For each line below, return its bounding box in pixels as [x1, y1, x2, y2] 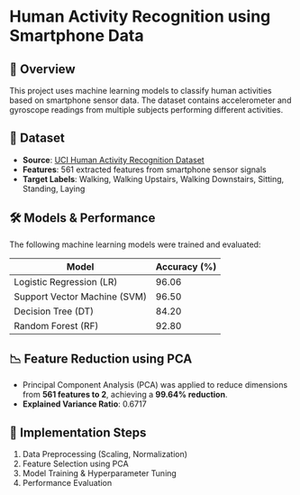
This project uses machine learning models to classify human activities [9, 86, 272, 96]
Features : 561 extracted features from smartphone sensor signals [22, 164, 268, 175]
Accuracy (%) [155, 260, 217, 272]
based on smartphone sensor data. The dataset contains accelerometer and [9, 95, 292, 105]
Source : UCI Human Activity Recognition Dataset [22, 154, 205, 165]
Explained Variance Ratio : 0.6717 [22, 399, 147, 409]
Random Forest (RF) [14, 319, 99, 332]
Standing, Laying [22, 183, 86, 194]
